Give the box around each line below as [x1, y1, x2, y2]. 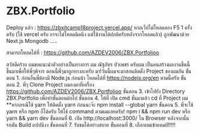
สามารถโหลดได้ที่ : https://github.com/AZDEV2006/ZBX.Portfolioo [6, 49, 160, 56]
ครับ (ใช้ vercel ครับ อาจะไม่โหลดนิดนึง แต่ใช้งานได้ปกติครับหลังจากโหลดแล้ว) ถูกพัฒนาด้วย [6, 30, 189, 38]
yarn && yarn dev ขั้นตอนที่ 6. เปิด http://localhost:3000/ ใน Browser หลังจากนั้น [6, 115, 189, 122]
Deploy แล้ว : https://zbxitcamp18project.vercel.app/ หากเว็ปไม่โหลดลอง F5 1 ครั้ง [6, 24, 192, 31]
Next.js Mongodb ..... [6, 37, 58, 44]
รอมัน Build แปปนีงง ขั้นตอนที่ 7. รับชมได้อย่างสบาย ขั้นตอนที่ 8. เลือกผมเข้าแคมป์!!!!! [6, 121, 176, 128]
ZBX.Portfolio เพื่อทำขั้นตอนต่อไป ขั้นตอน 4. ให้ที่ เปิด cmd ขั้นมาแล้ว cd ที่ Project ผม [6, 94, 188, 101]
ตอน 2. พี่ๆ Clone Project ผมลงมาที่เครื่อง [6, 81, 94, 88]
